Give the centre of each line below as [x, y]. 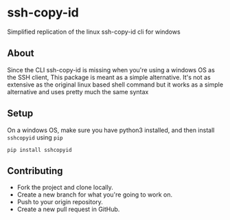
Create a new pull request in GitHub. [68, 209]
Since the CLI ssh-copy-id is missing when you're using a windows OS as [111, 69]
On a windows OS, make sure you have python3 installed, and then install [111, 130]
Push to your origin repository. [60, 202]
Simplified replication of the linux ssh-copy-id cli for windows [94, 32]
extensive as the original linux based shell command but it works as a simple [115, 85]
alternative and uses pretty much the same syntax [78, 91]
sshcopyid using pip [35, 137]
